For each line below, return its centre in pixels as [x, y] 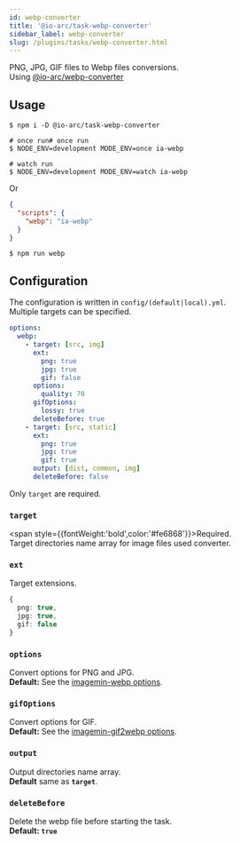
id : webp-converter [45, 17]
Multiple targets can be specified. [70, 312]
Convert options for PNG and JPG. [72, 672]
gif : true [59, 460]
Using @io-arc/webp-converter [66, 77]
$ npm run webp [37, 254]
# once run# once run [49, 141]
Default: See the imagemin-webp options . [86, 682]
